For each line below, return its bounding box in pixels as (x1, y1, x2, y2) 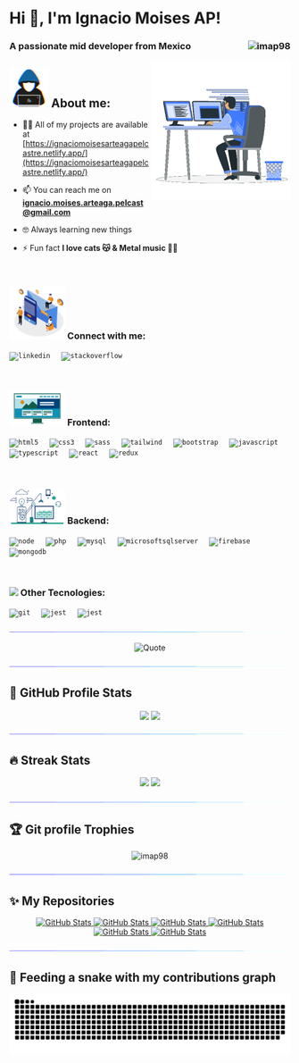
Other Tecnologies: (20, 586, 105, 598)
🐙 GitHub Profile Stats (9, 685, 132, 700)
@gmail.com (21, 206, 71, 217)
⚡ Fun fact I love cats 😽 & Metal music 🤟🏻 (21, 242, 179, 253)
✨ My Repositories (9, 893, 115, 908)
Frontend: (66, 415, 112, 428)
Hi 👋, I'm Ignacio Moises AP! (9, 8, 221, 29)
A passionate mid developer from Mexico (9, 40, 192, 53)
